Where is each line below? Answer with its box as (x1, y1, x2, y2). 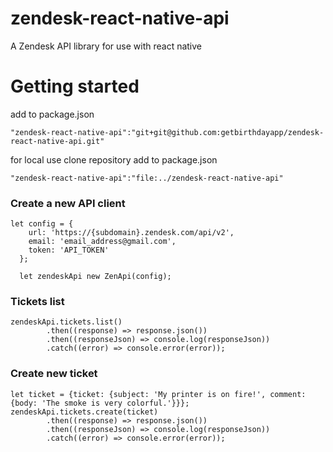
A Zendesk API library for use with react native (10, 40, 203, 52)
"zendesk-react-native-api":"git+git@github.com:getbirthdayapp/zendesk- (10, 127, 325, 137)
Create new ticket (10, 367, 98, 381)
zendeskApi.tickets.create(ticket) (10, 407, 159, 417)
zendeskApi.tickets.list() (10, 317, 123, 327)
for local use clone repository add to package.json (10, 153, 218, 166)
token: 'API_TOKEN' (28, 245, 110, 256)
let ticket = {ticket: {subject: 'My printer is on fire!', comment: (10, 389, 307, 399)
